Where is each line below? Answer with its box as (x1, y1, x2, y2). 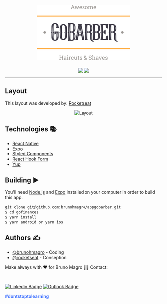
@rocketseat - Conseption (12, 254, 67, 260)
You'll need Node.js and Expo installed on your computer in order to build (5, 189, 155, 195)
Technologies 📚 (5, 125, 57, 133)
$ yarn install (5, 215, 37, 220)
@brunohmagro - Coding (12, 249, 64, 255)
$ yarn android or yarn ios (5, 220, 64, 225)
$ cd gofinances (5, 210, 39, 215)
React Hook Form (12, 156, 48, 162)
